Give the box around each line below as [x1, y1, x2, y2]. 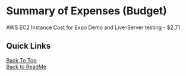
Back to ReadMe [6, 63, 46, 70]
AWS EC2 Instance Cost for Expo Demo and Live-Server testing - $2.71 [6, 24, 180, 31]
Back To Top [6, 56, 37, 64]
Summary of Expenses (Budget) [6, 4, 168, 18]
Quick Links [6, 41, 51, 51]
